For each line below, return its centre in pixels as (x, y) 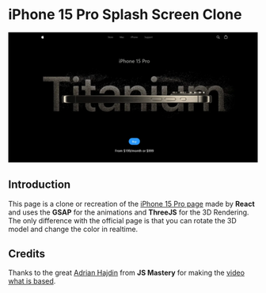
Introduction (40, 185)
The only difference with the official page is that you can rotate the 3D (123, 220)
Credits (27, 254)
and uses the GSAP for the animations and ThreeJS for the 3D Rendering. (129, 212)
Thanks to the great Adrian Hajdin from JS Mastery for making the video (127, 273)
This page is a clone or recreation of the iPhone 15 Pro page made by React (131, 204)
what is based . (32, 281)
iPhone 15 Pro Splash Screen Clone (125, 15)
